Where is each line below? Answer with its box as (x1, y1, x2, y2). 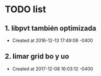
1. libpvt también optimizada (5, 24, 96, 33)
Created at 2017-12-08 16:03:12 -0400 (12, 65, 93, 72)
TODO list (5, 4, 46, 15)
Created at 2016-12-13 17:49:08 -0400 (12, 37, 93, 43)
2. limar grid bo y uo (5, 52, 69, 61)
